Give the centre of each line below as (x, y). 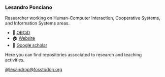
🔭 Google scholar (30, 45)
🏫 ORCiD (21, 33)
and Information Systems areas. (37, 23)
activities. (15, 60)
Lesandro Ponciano (29, 7)
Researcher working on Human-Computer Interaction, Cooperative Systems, (83, 18)
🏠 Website (24, 38)
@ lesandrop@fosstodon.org (34, 70)
